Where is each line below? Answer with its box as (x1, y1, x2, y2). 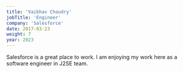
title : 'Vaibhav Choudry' (6, 8, 72, 15)
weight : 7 (6, 31, 32, 37)
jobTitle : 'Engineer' (6, 14, 61, 21)
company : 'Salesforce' (6, 20, 64, 26)
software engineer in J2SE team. (6, 60, 88, 67)
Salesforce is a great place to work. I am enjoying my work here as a (6, 54, 178, 60)
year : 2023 (6, 37, 34, 43)
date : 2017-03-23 (6, 25, 50, 32)
